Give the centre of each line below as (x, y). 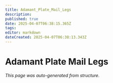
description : (18, 14)
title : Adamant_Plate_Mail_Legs (38, 10)
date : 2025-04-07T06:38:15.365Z (38, 23)
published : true (22, 19)
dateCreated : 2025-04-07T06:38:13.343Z (46, 38)
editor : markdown (23, 33)
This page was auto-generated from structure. (52, 75)
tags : (11, 28)
